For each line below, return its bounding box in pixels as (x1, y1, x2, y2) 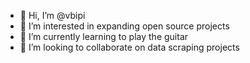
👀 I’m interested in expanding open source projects (19, 20, 230, 32)
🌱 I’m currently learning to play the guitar (19, 31, 189, 42)
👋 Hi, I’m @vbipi (19, 10, 86, 21)
